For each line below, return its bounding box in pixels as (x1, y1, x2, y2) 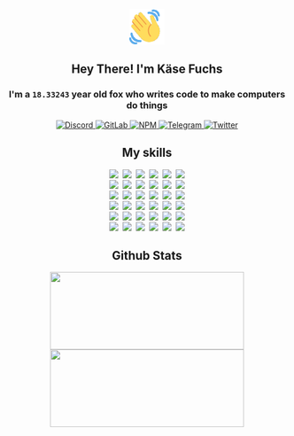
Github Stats (112, 248, 182, 263)
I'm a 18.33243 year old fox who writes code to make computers (8, 89, 286, 101)
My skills (121, 145, 173, 160)
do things (126, 99, 168, 112)
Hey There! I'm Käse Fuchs (71, 62, 223, 77)
